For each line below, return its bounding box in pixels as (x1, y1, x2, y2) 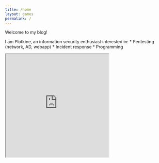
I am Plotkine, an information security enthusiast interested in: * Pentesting (5, 39, 154, 45)
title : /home (5, 7, 32, 12)
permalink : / (5, 16, 32, 21)
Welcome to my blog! (5, 30, 48, 35)
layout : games (5, 12, 34, 16)
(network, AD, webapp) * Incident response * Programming (5, 44, 124, 50)
